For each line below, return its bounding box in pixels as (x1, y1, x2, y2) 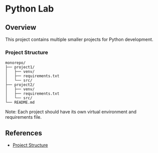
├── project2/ (5, 83, 35, 88)
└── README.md (5, 100, 35, 105)
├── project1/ (5, 65, 35, 70)
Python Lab (5, 3, 54, 15)
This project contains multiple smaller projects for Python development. (5, 36, 153, 42)
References (5, 129, 42, 137)
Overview (5, 23, 37, 32)
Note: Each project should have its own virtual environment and (5, 109, 137, 115)
